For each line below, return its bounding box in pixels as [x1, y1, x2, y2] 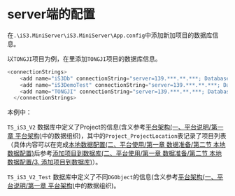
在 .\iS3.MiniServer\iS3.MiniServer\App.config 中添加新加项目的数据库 [7, 31, 213, 39]
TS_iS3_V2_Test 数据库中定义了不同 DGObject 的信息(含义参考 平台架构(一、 [7, 173, 218, 181]
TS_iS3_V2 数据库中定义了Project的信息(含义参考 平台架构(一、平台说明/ [7, 123, 212, 132]
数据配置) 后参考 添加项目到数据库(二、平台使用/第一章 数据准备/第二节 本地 [7, 149, 222, 157]
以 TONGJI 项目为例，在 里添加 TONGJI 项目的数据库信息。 [7, 54, 162, 63]
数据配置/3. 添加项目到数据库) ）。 [7, 158, 102, 167]
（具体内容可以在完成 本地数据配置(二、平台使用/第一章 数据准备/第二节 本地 [7, 141, 226, 149]
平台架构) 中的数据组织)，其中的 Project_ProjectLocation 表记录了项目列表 [15, 132, 227, 140]
